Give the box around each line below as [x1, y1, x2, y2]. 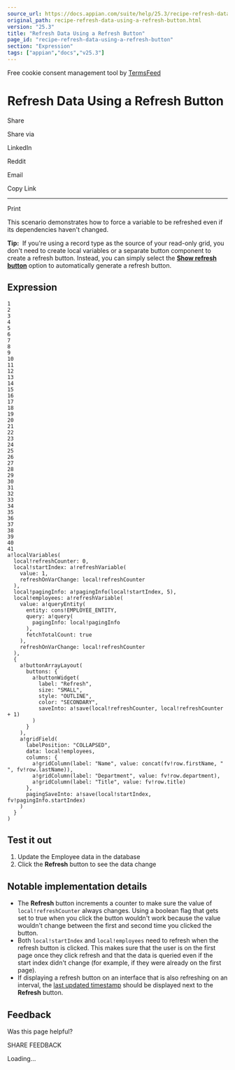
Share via [7, 130, 35, 138]
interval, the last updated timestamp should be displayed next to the [17, 981, 213, 989]
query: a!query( [25, 612, 73, 620]
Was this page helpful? [7, 1027, 73, 1036]
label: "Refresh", [38, 680, 92, 687]
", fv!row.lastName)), [7, 766, 73, 773]
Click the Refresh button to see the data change [17, 860, 157, 869]
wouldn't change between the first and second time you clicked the [17, 921, 212, 930]
